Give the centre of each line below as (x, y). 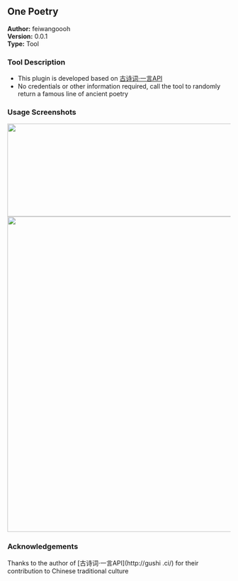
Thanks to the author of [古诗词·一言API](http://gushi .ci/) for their (103, 563)
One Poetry (33, 12)
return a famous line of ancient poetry (73, 94)
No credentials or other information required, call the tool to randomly (119, 86)
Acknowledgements (43, 546)
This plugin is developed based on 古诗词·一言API (90, 79)
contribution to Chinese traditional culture (68, 571)
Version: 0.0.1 (28, 36)
